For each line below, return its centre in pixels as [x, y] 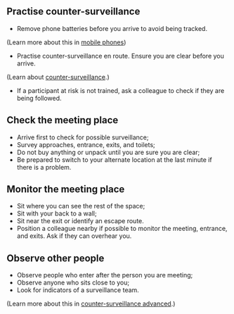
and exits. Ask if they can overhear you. [74, 236]
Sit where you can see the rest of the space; [81, 206]
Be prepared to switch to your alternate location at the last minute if [114, 159]
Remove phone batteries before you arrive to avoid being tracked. [112, 28]
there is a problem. [44, 167]
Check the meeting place [63, 120]
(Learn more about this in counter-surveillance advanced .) [91, 304]
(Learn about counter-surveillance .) [58, 77]
